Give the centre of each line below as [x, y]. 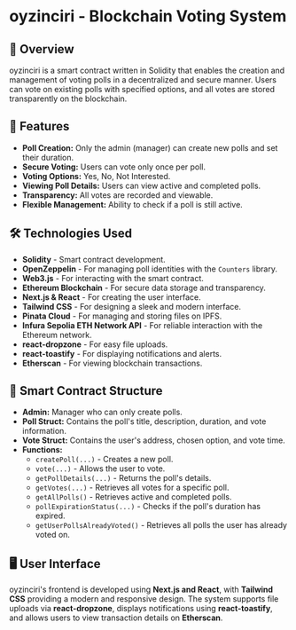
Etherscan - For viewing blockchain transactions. [112, 363]
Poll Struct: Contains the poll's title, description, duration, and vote [144, 421]
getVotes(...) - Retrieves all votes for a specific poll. [132, 488]
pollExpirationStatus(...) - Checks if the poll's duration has [148, 507]
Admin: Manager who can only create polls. [102, 412]
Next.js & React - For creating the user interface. [111, 297]
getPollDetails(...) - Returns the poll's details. [123, 478]
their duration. [48, 157]
